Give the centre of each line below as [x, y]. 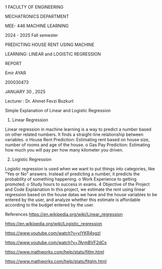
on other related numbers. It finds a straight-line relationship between [74, 134]
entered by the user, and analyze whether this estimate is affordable [73, 200]
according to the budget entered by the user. [50, 205]
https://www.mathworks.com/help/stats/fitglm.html [56, 261]
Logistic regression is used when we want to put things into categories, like [80, 169]
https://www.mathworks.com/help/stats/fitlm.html [55, 252]
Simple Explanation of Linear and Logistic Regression [58, 110]
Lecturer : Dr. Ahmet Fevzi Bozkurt [39, 101]
